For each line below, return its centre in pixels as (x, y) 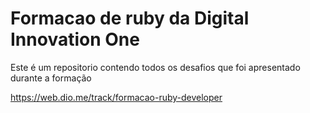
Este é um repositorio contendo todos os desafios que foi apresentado (155, 67)
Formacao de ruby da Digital (130, 18)
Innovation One (75, 39)
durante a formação (51, 78)
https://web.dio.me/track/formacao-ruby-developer (116, 97)
